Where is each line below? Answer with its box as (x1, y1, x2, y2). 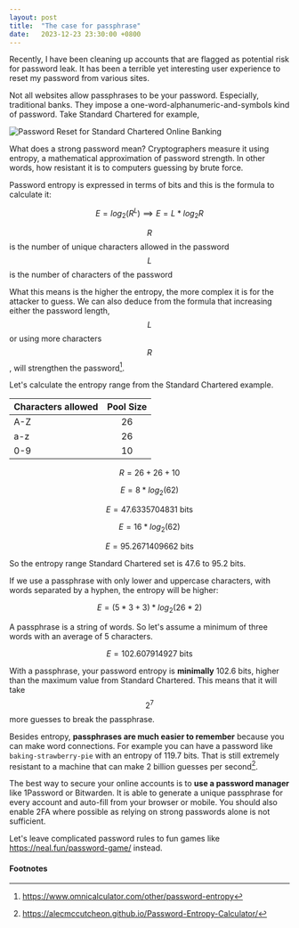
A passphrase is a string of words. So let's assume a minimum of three (9, 621, 269, 632)
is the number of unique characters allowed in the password (9, 241, 230, 252)
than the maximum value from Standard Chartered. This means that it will (9, 674, 278, 686)
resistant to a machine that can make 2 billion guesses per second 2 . (9, 759, 258, 771)
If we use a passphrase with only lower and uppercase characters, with (9, 575, 271, 586)
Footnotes (9, 863, 48, 874)
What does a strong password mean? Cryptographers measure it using (9, 143, 270, 154)
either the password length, (9, 305, 110, 316)
